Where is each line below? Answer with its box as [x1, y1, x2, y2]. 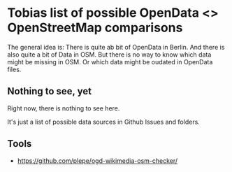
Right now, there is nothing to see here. [7, 103, 120, 113]
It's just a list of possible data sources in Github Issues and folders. [7, 117, 201, 126]
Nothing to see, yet [7, 85, 92, 97]
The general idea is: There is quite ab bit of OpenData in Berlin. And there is [7, 43, 225, 51]
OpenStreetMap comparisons [7, 20, 183, 36]
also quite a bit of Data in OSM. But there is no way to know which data [7, 50, 212, 59]
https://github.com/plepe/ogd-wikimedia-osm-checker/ [17, 156, 178, 165]
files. [7, 65, 22, 73]
